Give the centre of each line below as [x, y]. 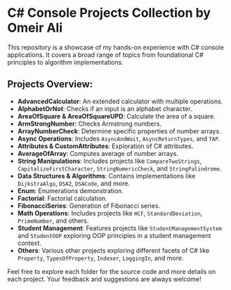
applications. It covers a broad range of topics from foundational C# [105, 55]
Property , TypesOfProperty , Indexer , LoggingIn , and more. [100, 258]
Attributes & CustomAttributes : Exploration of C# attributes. [105, 146]
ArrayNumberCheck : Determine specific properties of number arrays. [119, 131]
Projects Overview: [50, 85]
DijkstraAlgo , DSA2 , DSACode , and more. [73, 183]
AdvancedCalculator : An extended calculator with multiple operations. [120, 101]
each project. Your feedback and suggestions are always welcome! [104, 279]
